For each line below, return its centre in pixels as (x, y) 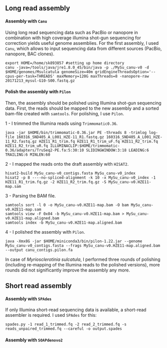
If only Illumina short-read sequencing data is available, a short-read (76, 310)
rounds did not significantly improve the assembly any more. (68, 270)
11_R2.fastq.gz (21, 141)
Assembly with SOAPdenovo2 (34, 340)
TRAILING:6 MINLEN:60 (28, 155)
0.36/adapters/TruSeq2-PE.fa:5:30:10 (45, 150)
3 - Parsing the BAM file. (31, 195)
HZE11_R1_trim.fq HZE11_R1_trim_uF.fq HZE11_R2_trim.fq (98, 141)
